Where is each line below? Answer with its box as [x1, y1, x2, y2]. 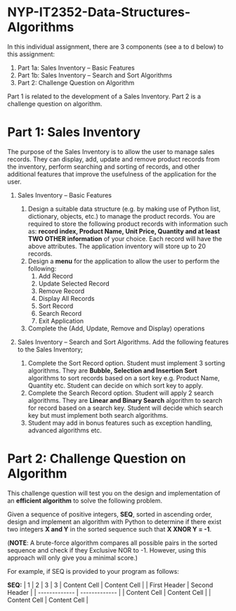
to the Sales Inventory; [17, 345, 83, 354]
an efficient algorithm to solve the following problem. [7, 496, 163, 505]
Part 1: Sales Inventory [7, 124, 141, 141]
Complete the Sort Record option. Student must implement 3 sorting [27, 359, 225, 367]
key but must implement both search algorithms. [27, 411, 169, 419]
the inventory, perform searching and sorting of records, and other [7, 162, 200, 171]
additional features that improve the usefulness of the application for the [7, 169, 216, 178]
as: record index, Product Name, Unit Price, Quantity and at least [27, 226, 221, 236]
